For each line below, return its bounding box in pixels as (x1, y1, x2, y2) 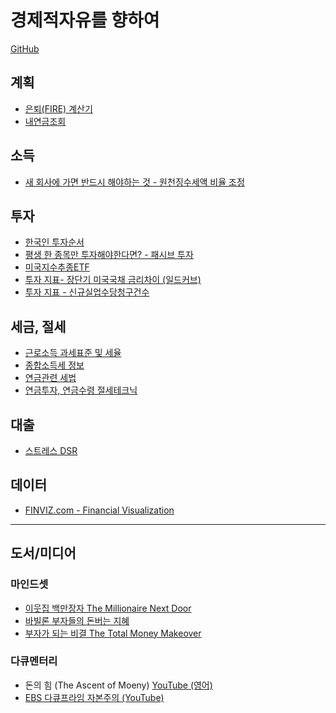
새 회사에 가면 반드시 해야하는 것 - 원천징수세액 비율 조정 (24, 176, 245, 188)
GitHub (10, 42, 40, 55)
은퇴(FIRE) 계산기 (24, 102, 93, 115)
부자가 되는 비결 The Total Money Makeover (24, 627, 202, 639)
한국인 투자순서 (24, 236, 85, 248)
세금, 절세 (10, 318, 67, 335)
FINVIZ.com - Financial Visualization (24, 504, 175, 516)
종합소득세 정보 (24, 359, 85, 371)
